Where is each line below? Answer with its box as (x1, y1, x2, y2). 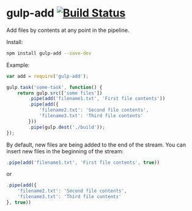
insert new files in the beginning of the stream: (6, 147, 124, 155)
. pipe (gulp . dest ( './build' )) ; (28, 124, 105, 130)
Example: (6, 61, 30, 69)
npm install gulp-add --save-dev (6, 50, 92, 56)
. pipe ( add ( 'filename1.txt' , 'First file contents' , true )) (6, 159, 160, 166)
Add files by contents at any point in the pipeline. (6, 26, 130, 34)
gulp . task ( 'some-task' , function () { (6, 84, 103, 90)
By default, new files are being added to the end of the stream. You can (6, 141, 186, 148)
